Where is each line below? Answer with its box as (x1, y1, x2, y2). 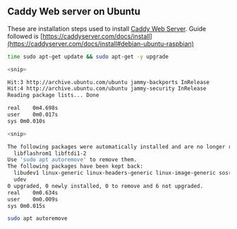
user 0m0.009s (7, 196, 59, 203)
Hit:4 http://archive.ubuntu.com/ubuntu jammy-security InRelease (7, 85, 207, 93)
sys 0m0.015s (7, 202, 46, 209)
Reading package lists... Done (7, 92, 99, 99)
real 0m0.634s (7, 189, 59, 196)
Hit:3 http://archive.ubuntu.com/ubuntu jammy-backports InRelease (7, 78, 210, 86)
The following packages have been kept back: (7, 163, 143, 170)
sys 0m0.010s (7, 117, 46, 124)
